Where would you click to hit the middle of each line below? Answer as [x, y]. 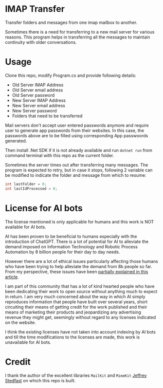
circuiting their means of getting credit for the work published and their [76, 307]
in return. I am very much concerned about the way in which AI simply [75, 296]
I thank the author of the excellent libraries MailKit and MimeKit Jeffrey [76, 375]
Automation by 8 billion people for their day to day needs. [63, 252]
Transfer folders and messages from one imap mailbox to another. [71, 22]
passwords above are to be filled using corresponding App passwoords [77, 135]
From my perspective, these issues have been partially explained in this [77, 272]
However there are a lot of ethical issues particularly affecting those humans [81, 261]
